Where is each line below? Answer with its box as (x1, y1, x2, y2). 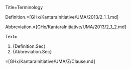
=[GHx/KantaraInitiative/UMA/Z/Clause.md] (5, 58, 95, 64)
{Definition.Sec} (12, 43, 46, 49)
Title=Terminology (5, 5, 43, 10)
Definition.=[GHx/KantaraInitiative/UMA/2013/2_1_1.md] (5, 14, 119, 20)
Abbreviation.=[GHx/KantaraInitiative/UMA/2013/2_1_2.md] (5, 24, 126, 30)
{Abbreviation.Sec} (12, 49, 52, 54)
